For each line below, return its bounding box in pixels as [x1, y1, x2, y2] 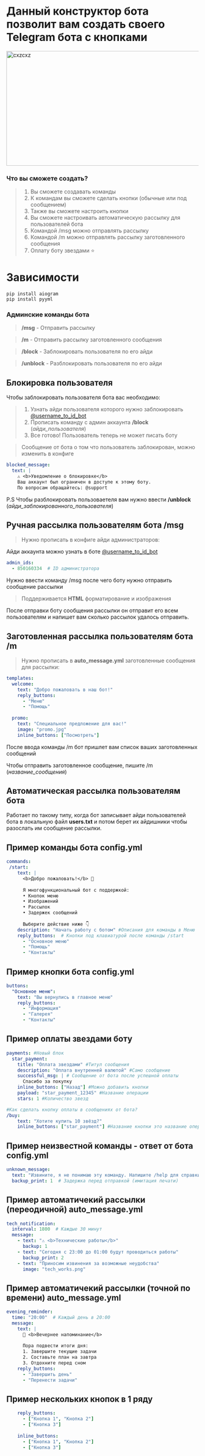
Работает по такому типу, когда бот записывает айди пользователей [6, 812, 186, 819]
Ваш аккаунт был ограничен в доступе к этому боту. [17, 479, 151, 485]
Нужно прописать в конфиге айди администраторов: [21, 536, 160, 543]
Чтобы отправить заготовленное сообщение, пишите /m [6, 761, 154, 769]
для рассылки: [21, 663, 60, 671]
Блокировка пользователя [6, 378, 113, 388]
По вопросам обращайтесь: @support [17, 485, 108, 491]
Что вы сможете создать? [6, 174, 88, 182]
